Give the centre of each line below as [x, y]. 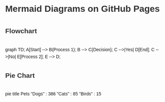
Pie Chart [20, 75]
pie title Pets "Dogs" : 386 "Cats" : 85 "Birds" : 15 [53, 94]
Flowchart [21, 31]
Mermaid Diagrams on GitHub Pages [82, 9]
